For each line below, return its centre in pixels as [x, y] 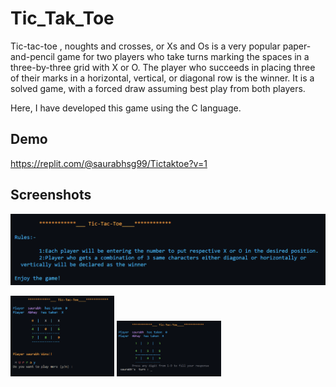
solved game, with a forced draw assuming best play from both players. [158, 88]
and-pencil [32, 56]
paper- [297, 46]
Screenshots [51, 195]
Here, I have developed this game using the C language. [126, 108]
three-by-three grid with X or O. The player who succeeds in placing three [163, 67]
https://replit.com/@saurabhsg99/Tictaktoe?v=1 [109, 163]
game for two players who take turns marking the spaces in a [183, 56]
